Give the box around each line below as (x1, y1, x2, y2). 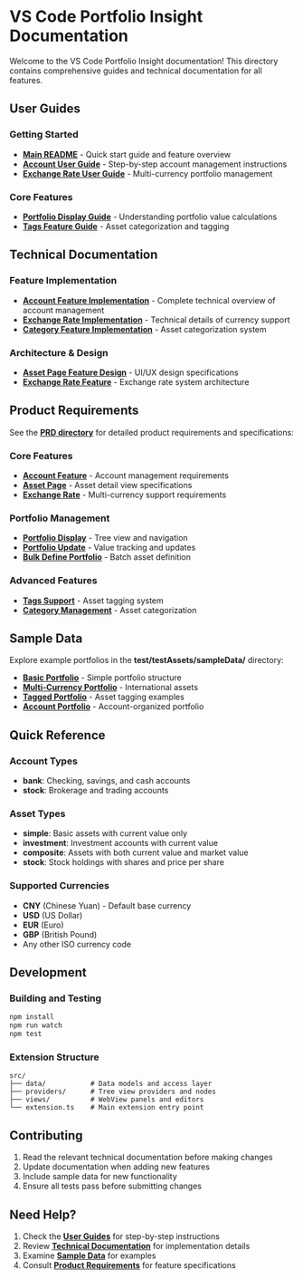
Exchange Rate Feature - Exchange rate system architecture (22, 376, 250, 387)
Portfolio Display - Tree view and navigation (22, 533, 188, 543)
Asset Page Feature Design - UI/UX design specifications (22, 367, 239, 378)
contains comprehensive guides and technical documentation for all (9, 65, 262, 76)
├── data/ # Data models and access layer (9, 1080, 213, 1089)
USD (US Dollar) (22, 909, 83, 920)
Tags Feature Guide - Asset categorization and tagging (22, 220, 230, 232)
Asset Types (9, 808, 66, 821)
